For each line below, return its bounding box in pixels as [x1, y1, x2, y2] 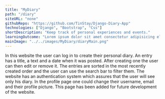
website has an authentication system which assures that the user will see [5, 73, 155, 79]
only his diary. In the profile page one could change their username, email [5, 78, 154, 84]
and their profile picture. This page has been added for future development [5, 84, 157, 90]
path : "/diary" [5, 12, 36, 17]
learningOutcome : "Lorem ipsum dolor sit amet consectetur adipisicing [5, 35, 155, 40]
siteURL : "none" [5, 16, 38, 21]
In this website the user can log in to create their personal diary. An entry [5, 52, 153, 58]
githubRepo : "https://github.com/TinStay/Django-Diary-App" [5, 21, 131, 26]
